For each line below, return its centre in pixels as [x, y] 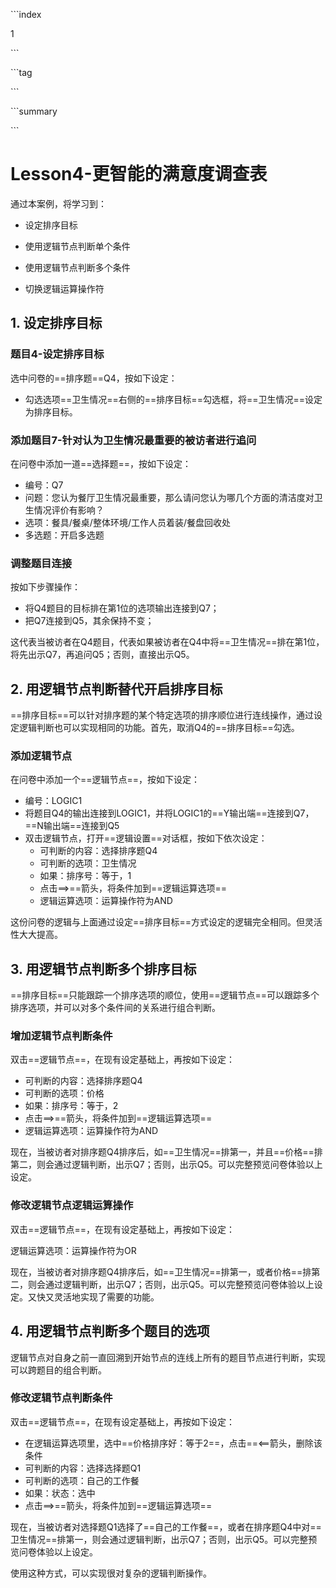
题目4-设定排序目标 [57, 354]
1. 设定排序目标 [56, 323]
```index [26, 14]
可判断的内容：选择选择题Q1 [83, 1468]
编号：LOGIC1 [53, 801]
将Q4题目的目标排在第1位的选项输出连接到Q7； [122, 608]
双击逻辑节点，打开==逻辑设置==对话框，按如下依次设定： [146, 838]
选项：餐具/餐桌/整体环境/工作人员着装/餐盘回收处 [127, 522]
